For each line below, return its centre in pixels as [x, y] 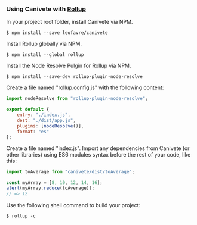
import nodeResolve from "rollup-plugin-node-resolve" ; [77, 99]
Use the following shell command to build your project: [73, 205]
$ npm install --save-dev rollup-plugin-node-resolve [75, 77]
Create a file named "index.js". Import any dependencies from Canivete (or [98, 148]
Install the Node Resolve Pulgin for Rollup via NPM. [69, 66]
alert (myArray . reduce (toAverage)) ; [50, 188]
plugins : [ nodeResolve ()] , [50, 126]
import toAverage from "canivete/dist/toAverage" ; [70, 172]
